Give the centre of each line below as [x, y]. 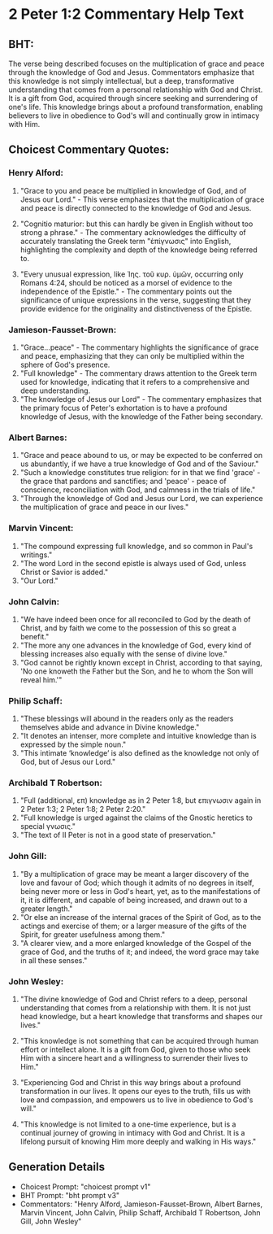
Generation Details [57, 1167]
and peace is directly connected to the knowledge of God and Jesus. [136, 207]
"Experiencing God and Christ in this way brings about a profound [130, 1083]
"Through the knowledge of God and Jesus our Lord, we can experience [142, 499]
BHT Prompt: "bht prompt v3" [70, 1195]
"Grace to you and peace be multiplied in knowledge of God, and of [133, 190]
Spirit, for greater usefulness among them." [92, 934]
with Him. [24, 124]
